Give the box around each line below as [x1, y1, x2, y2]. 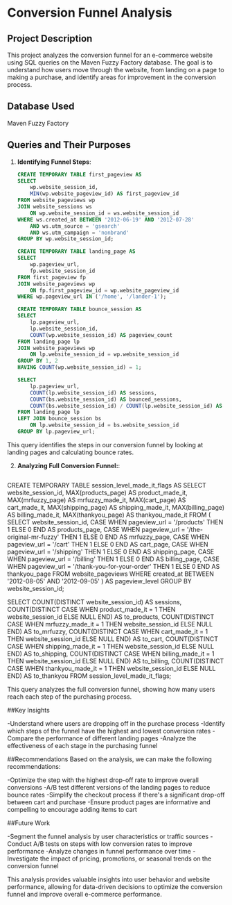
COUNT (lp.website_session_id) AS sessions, [30, 389, 157, 397]
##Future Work [7, 818, 51, 827]
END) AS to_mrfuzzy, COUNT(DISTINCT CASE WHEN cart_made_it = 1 [7, 627, 208, 636]
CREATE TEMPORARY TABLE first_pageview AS [17, 171, 142, 178]
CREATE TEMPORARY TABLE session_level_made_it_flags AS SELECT [7, 481, 206, 489]
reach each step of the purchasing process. [7, 692, 132, 701]
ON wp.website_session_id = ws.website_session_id [30, 210, 179, 217]
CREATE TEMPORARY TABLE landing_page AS [17, 248, 136, 255]
